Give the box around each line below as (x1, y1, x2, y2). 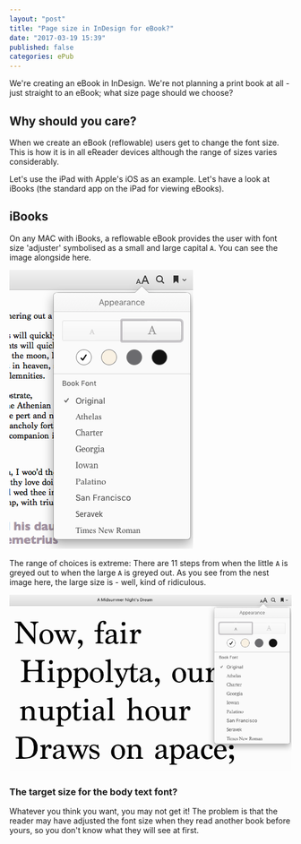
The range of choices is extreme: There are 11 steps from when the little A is (9, 557, 288, 568)
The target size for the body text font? (9, 786, 178, 798)
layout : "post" (9, 14, 66, 23)
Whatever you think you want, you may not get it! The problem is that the (9, 806, 278, 817)
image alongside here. (9, 252, 91, 263)
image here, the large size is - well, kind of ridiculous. (9, 576, 207, 587)
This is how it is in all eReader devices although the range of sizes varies (9, 146, 278, 157)
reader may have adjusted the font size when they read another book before (9, 815, 291, 826)
